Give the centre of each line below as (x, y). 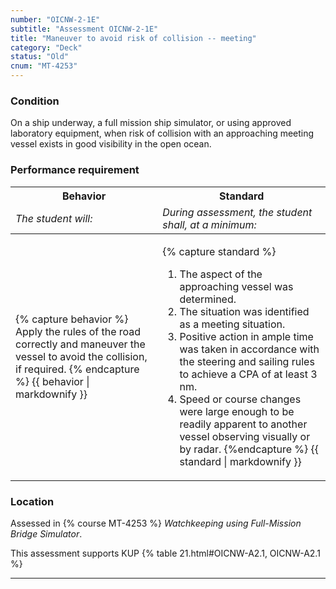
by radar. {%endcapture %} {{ (249, 449)
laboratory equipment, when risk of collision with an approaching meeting (162, 133)
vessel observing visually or (245, 436)
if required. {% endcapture (77, 369)
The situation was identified (244, 311)
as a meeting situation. (232, 324)
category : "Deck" (46, 47)
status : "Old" (40, 57)
